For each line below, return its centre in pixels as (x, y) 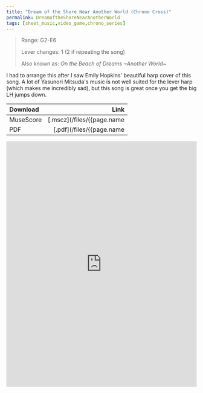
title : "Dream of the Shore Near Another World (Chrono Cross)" (89, 12)
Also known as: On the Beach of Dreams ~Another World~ (94, 63)
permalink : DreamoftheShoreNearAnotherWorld (63, 18)
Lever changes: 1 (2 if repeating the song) (73, 52)
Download (24, 109)
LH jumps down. (27, 95)
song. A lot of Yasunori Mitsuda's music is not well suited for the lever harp (99, 82)
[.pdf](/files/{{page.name (89, 129)
